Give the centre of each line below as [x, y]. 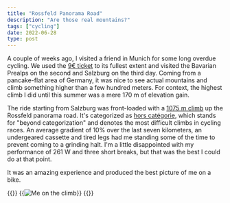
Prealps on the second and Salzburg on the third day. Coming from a [104, 73]
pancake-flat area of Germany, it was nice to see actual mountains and [107, 80]
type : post [23, 39]
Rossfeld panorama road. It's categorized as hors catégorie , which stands [112, 116]
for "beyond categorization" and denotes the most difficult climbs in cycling [114, 123]
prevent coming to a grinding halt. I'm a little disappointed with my [101, 145]
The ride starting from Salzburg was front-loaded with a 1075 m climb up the [115, 108]
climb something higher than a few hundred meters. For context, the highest [115, 88]
